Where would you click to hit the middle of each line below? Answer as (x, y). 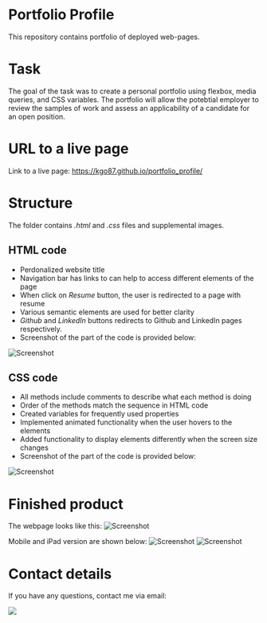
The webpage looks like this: (55, 526)
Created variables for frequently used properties (99, 414)
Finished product (66, 504)
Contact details (60, 574)
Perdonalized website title (62, 270)
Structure (41, 203)
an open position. (37, 116)
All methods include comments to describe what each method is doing (135, 397)
